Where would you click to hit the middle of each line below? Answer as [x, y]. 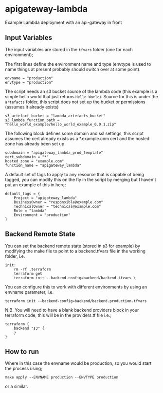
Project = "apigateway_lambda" [45, 198]
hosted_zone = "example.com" [35, 161]
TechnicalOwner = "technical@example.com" [57, 206]
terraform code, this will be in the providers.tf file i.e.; [58, 315]
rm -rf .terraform [32, 269]
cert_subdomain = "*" [27, 157]
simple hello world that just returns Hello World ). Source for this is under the [81, 96]
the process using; [24, 369]
